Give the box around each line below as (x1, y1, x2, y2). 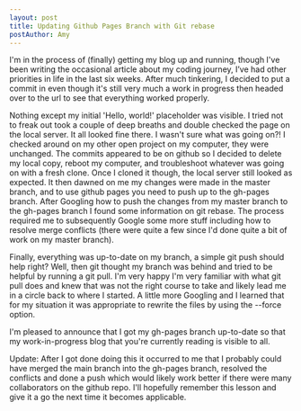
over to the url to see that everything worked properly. (9, 93, 209, 103)
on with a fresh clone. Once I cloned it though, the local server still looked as (9, 167, 293, 178)
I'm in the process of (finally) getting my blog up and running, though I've (9, 55, 280, 66)
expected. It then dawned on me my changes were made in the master (9, 177, 271, 188)
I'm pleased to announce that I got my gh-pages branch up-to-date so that (9, 326, 286, 337)
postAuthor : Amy (9, 30, 70, 39)
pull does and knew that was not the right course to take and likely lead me (9, 281, 288, 291)
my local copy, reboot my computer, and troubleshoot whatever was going (9, 158, 285, 169)
